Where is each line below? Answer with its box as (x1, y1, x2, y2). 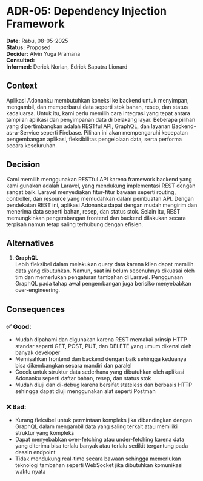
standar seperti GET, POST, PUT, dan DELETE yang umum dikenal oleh (15, 343, 192, 350)
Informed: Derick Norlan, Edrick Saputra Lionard (6, 62, 128, 70)
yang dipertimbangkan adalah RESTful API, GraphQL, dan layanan (6, 123, 171, 130)
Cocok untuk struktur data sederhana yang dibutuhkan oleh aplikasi (15, 368, 185, 375)
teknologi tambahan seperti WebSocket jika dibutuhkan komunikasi (15, 462, 183, 469)
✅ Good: (6, 322, 32, 331)
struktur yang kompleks (15, 429, 75, 437)
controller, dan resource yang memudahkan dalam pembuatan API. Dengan (6, 195, 194, 202)
